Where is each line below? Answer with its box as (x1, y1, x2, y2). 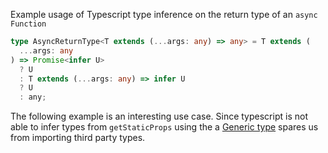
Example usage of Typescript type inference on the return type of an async (10, 9, 318, 20)
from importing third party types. (10, 132, 146, 144)
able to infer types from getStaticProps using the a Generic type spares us (10, 121, 319, 133)
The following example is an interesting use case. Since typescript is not (10, 110, 308, 123)
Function (10, 19, 47, 29)
